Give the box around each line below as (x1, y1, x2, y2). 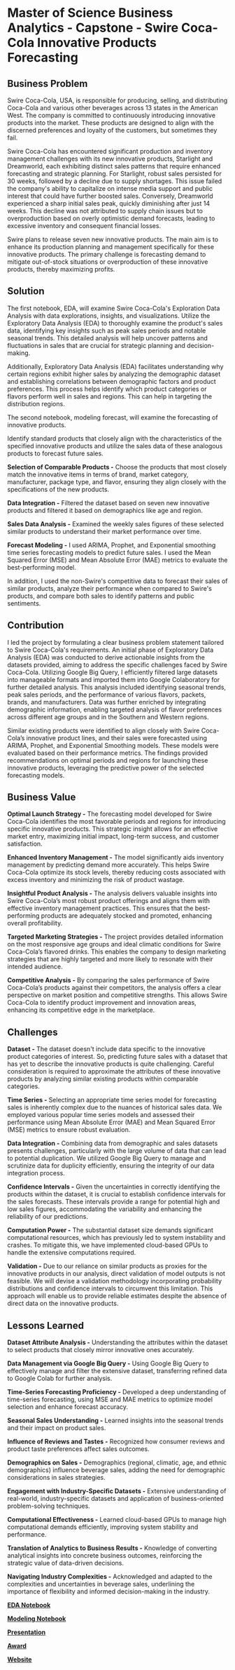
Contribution (7, 620, 64, 632)
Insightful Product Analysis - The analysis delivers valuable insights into (7, 889, 218, 897)
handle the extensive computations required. (7, 1248, 136, 1257)
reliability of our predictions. (7, 1213, 89, 1221)
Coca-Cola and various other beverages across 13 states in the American (7, 104, 218, 112)
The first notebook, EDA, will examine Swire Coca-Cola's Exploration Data (7, 304, 220, 312)
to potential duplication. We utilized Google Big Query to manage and (7, 1154, 206, 1163)
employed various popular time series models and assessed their (7, 1111, 195, 1119)
